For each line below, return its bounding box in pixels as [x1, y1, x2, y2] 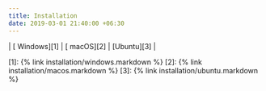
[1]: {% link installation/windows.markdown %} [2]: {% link [8, 57, 202, 67]
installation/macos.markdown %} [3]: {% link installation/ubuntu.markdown [8, 65, 259, 75]
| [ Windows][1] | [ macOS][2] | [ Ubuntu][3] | [8, 41, 156, 51]
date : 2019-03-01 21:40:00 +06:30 [8, 19, 125, 27]
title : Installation [8, 11, 78, 20]
